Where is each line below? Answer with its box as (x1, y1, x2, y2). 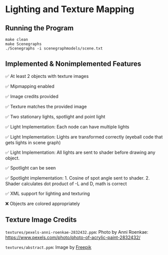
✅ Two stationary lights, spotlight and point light (5, 113, 105, 119)
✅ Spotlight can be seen (5, 164, 56, 171)
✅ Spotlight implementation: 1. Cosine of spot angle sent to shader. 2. (5, 175, 150, 181)
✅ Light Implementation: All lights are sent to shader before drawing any (5, 149, 156, 155)
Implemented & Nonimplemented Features (5, 60, 142, 68)
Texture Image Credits (5, 216, 77, 224)
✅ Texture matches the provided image (5, 103, 87, 109)
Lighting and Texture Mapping (5, 4, 135, 15)
